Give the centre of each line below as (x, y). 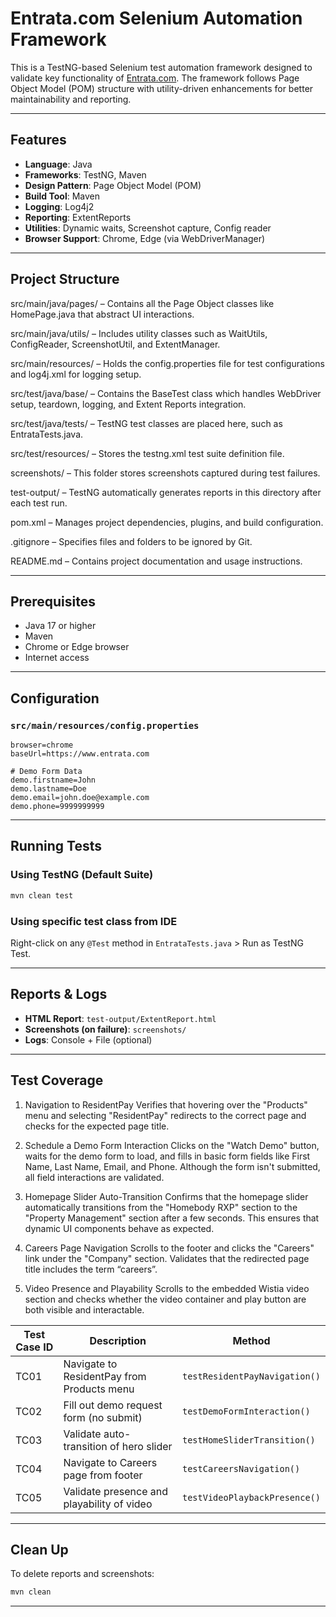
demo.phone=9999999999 (57, 807)
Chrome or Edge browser (77, 647)
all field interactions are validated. (94, 1177)
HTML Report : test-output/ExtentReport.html (120, 1018)
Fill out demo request (113, 1405)
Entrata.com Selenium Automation (156, 18)
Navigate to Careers (110, 1462)
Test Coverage (57, 1080)
